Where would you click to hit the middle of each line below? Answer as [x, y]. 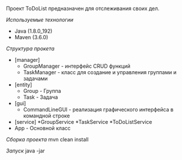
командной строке [46, 116]
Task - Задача [41, 97]
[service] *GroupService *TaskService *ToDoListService [83, 122]
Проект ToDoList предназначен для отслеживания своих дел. [83, 8]
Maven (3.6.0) [31, 37]
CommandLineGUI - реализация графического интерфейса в [98, 109]
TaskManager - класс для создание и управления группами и [100, 72]
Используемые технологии [40, 20]
